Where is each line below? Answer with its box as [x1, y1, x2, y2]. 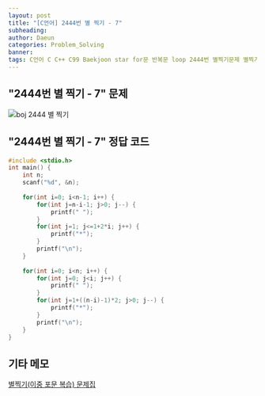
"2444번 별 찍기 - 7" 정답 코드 [8, 135, 150, 149]
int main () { [8, 164, 51, 172]
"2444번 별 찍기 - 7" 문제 [8, 87, 128, 101]
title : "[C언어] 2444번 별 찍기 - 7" [8, 19, 123, 27]
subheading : [8, 26, 47, 34]
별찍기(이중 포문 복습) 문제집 [8, 379, 97, 389]
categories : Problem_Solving [8, 41, 104, 49]
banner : [8, 48, 34, 56]
